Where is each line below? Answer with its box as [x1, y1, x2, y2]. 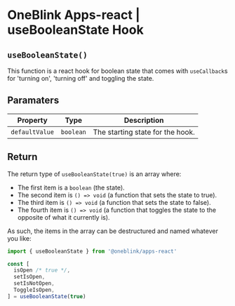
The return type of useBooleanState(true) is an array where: [7, 169, 182, 178]
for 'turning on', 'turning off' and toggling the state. [7, 74, 154, 82]
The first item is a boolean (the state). [17, 183, 125, 192]
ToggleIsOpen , [13, 286, 55, 293]
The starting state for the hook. [93, 127, 195, 137]
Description [123, 115, 164, 125]
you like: [7, 234, 32, 242]
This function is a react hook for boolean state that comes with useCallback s [7, 67, 228, 75]
